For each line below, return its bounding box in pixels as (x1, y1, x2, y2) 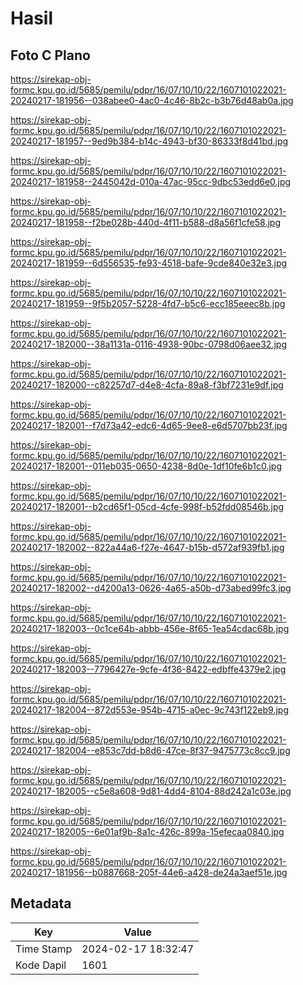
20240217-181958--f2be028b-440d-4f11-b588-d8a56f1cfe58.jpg (10, 217, 281, 228)
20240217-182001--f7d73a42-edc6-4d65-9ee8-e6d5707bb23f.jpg (10, 420, 288, 431)
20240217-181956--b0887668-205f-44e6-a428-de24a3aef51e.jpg (10, 867, 288, 878)
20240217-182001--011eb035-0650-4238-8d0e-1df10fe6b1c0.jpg (10, 460, 282, 472)
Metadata (10, 895, 72, 912)
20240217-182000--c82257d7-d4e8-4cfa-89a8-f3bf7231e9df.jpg (10, 379, 284, 391)
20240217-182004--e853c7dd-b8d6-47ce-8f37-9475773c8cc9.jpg (10, 745, 291, 756)
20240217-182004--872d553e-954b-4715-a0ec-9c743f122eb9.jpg (10, 704, 290, 716)
